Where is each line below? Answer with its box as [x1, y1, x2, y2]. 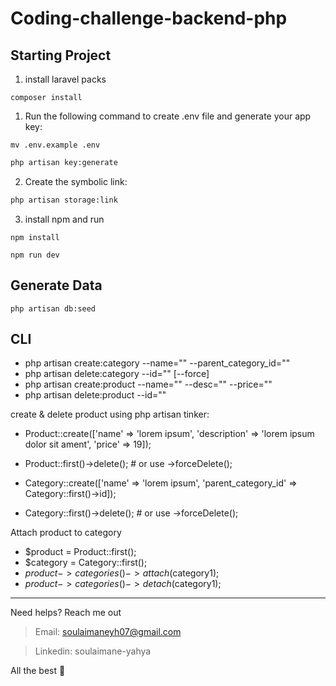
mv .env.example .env [10, 140, 101, 150]
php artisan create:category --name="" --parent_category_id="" [24, 357, 291, 369]
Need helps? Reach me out [10, 607, 122, 619]
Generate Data [10, 277, 103, 294]
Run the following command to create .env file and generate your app [24, 110, 312, 122]
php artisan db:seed [10, 303, 97, 314]
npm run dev [10, 250, 60, 260]
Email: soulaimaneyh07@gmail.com [34, 626, 182, 638]
